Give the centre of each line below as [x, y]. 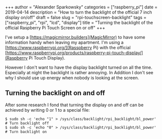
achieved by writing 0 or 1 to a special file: [47, 110]
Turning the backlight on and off [55, 93]
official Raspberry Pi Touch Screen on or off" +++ [55, 28]
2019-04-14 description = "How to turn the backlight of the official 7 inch [79, 12]
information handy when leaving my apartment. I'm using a [64, 42]
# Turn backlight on [26, 132]
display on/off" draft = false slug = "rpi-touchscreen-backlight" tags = [76, 17]
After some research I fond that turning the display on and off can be [74, 105]
